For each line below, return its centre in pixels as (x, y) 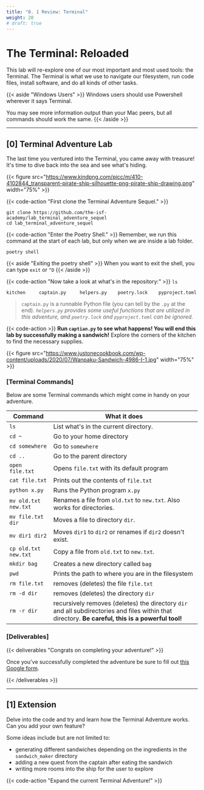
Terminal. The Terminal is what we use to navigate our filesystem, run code (100, 76)
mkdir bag (23, 564)
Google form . (23, 668)
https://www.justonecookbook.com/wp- (95, 353)
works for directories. (84, 508)
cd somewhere (28, 446)
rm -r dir (23, 611)
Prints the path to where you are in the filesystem (123, 574)
